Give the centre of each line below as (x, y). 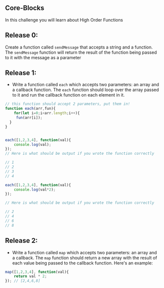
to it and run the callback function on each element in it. (68, 95)
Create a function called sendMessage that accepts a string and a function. (79, 47)
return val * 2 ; (31, 276)
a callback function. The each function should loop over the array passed (85, 90)
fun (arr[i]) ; (29, 118)
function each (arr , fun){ (30, 109)
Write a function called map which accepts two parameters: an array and (84, 252)
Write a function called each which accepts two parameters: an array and (85, 85)
